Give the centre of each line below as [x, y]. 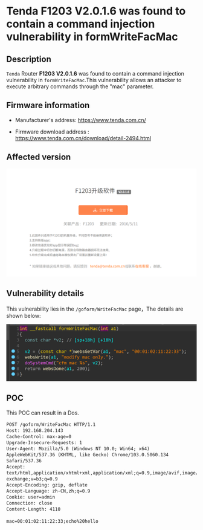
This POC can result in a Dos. [43, 413]
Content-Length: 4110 [34, 509]
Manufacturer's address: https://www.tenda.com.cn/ [80, 120]
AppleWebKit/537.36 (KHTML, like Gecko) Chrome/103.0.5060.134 [88, 454]
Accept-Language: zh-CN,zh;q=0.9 [48, 491]
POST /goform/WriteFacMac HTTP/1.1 [51, 424]
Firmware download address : [52, 132]
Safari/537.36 [24, 461]
